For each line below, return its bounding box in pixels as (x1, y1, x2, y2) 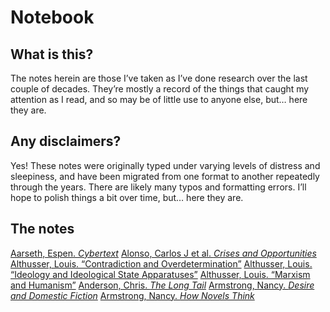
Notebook (10, 6, 95, 29)
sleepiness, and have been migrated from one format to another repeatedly (10, 170, 320, 182)
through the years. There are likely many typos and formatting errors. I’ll (10, 181, 307, 193)
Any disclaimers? (10, 133, 122, 150)
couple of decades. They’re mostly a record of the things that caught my (10, 83, 310, 95)
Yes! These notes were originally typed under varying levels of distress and (10, 159, 321, 171)
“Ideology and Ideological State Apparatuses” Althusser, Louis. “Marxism (10, 268, 311, 280)
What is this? (10, 46, 94, 63)
